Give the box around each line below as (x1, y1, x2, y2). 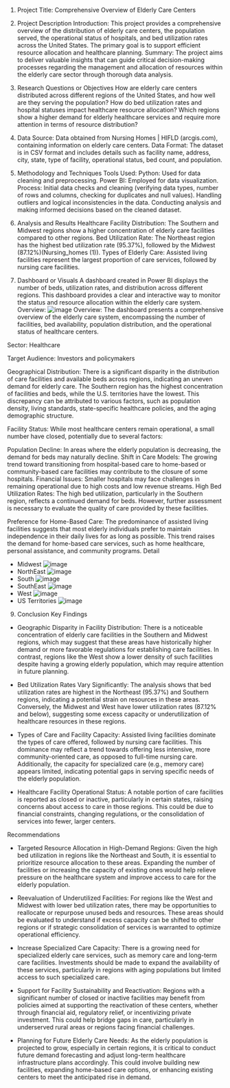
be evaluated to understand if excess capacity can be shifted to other (16, 916, 214, 924)
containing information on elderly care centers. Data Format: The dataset (16, 141, 224, 149)
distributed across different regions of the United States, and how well (16, 91, 216, 99)
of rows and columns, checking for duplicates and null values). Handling (16, 191, 222, 199)
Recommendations (7, 830, 60, 839)
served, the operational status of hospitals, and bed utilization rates (16, 34, 208, 42)
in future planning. (16, 668, 69, 675)
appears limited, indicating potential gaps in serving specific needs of (16, 768, 214, 775)
